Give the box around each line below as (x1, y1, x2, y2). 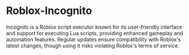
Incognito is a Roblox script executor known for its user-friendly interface (6, 23, 183, 30)
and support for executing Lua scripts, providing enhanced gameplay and (6, 29, 183, 36)
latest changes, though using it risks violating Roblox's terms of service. (6, 42, 180, 49)
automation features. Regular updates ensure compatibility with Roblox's (6, 36, 181, 43)
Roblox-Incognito (6, 4, 92, 18)
